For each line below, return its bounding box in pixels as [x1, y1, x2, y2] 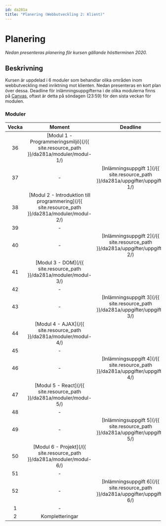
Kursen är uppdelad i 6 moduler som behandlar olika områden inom [5, 77, 142, 83]
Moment [49, 124, 70, 131]
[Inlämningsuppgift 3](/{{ [101, 294, 160, 301]
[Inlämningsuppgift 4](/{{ [101, 355, 160, 362]
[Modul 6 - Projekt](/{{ [33, 443, 86, 450]
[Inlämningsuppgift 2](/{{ [101, 232, 160, 239]
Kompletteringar [41, 513, 79, 520]
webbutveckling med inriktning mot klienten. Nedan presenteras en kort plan [5, 82, 161, 88]
